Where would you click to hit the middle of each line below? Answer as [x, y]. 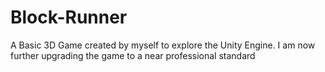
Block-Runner [69, 17]
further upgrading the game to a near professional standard [133, 55]
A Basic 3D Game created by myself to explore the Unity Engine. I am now [163, 45]
